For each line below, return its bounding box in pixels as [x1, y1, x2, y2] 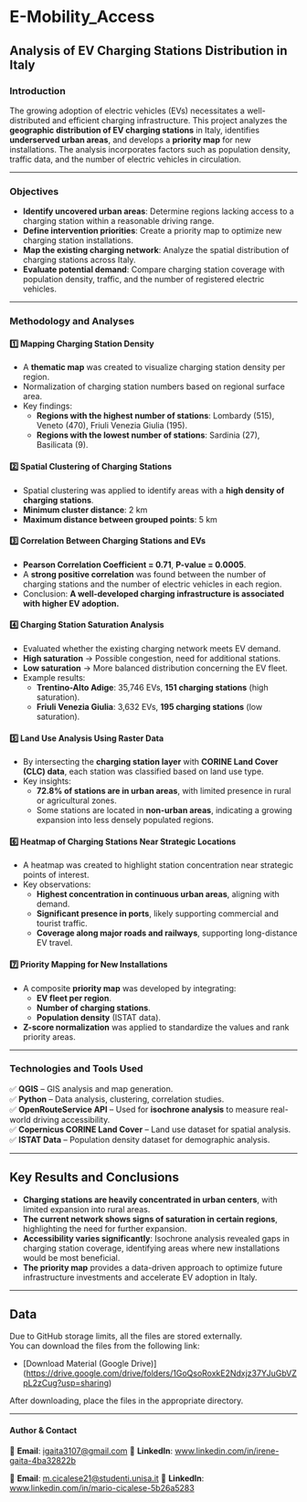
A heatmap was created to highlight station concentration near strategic [22, 860, 294, 871]
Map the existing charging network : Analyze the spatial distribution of [22, 245, 290, 256]
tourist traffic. [36, 918, 89, 929]
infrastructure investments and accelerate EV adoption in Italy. [22, 1272, 258, 1283]
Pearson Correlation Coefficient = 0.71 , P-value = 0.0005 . [22, 559, 247, 570]
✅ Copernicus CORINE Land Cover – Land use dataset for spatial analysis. [9, 1124, 291, 1135]
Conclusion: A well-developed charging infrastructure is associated [22, 587, 285, 599]
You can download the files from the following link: [9, 1340, 200, 1351]
